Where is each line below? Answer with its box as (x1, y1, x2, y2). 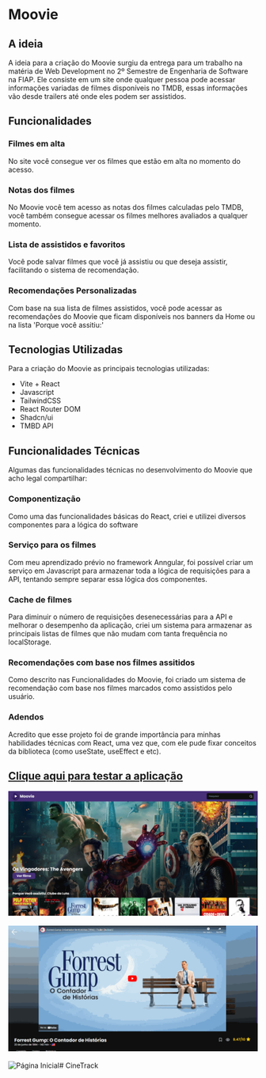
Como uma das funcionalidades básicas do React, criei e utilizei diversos (8, 511, 246, 521)
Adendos (8, 712, 44, 723)
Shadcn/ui (19, 413, 54, 423)
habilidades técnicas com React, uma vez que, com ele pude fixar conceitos (8, 738, 257, 747)
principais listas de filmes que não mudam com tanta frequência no (8, 629, 228, 639)
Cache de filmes (8, 594, 73, 605)
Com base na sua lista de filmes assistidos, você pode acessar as (8, 303, 222, 313)
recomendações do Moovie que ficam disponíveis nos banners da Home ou (8, 311, 256, 321)
